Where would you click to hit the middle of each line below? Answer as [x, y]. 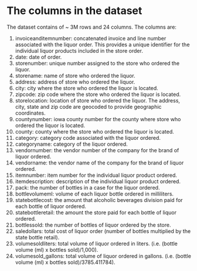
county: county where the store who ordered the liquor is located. [95, 131]
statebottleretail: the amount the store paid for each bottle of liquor [96, 212]
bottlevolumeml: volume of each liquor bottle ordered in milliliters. [94, 194]
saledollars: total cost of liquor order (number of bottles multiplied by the [103, 231]
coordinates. [30, 113]
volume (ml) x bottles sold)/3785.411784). [65, 262]
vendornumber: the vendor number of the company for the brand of [97, 150]
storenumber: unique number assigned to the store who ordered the [97, 63]
